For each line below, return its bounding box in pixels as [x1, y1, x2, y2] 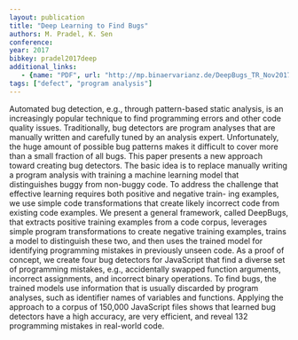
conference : [9, 37, 53, 47]
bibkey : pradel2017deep [9, 54, 98, 63]
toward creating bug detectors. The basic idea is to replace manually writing [9, 160, 288, 170]
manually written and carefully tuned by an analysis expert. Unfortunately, [9, 131, 279, 142]
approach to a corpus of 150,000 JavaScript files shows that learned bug [9, 301, 277, 312]
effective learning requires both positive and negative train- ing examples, [9, 188, 279, 199]
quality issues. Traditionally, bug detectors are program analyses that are [9, 122, 276, 133]
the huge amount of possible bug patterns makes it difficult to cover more [9, 141, 278, 152]
